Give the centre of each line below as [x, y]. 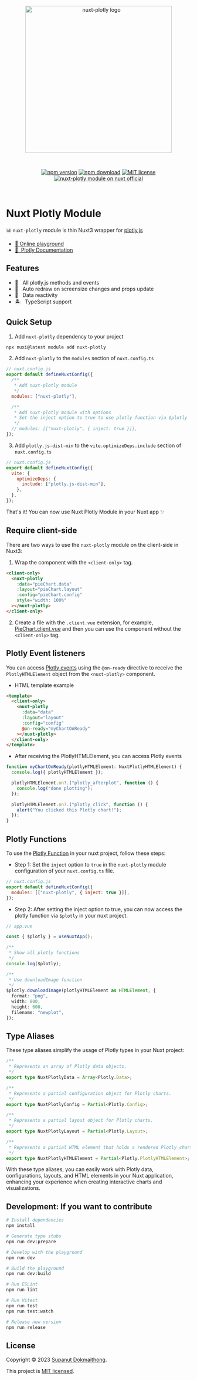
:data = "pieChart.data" [44, 584]
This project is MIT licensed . [40, 1371]
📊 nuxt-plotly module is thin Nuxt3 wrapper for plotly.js [74, 230]
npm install [21, 1226]
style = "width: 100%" [42, 601]
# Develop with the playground [44, 1252]
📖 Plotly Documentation [44, 250]
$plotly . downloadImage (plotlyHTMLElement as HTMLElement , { [81, 991]
